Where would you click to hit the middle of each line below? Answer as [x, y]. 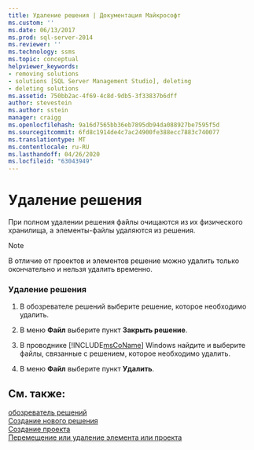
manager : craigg [35, 118]
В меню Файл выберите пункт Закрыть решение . [103, 330]
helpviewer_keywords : [44, 67]
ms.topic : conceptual [44, 60]
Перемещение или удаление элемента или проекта [95, 437]
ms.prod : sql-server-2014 [50, 37]
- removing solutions [44, 74]
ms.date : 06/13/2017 [42, 30]
